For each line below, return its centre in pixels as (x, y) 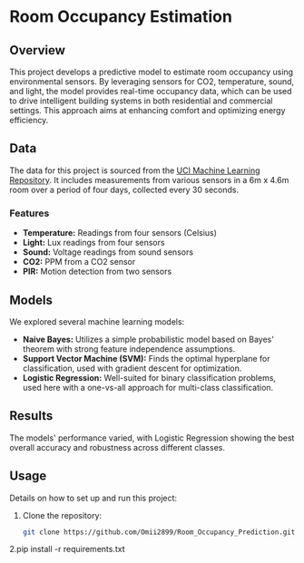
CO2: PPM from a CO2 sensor (79, 262)
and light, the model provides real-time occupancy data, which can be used (151, 91)
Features (29, 213)
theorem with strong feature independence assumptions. (129, 349)
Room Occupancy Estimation (121, 17)
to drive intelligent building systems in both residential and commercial (141, 101)
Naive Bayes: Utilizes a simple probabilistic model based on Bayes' (148, 339)
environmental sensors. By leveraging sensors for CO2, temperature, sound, (152, 82)
